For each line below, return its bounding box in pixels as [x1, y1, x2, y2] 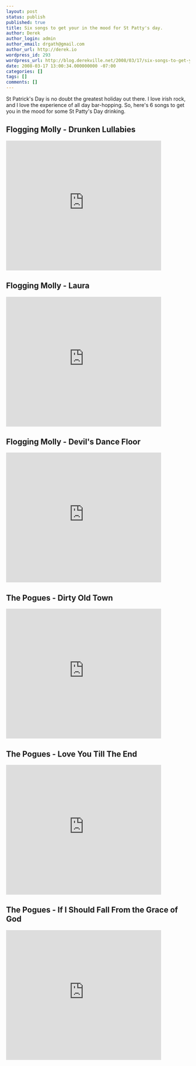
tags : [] [6, 74, 27, 80]
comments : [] [6, 80, 38, 85]
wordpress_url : [6, 57, 43, 63]
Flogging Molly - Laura [6, 281, 90, 291]
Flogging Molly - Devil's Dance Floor [6, 437, 141, 447]
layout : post [6, 8, 38, 15]
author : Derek [6, 30, 41, 36]
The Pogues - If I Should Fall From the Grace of [6, 905, 178, 915]
